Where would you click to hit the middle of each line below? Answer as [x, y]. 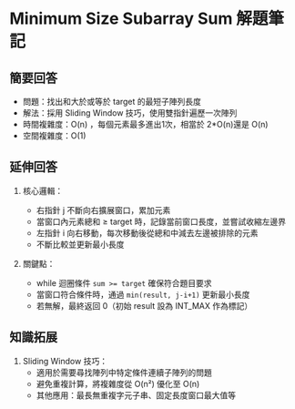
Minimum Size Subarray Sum [121, 19]
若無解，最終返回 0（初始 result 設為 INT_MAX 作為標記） [144, 305]
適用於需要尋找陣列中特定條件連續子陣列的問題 [124, 372]
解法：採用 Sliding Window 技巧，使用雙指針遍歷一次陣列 [130, 113]
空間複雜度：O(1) [54, 136]
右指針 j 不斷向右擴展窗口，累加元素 [103, 210]
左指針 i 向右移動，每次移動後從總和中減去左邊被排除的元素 [147, 232]
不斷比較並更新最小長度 [80, 244]
